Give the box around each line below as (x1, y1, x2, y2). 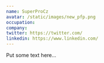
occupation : (6, 19, 35, 25)
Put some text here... (6, 52, 57, 58)
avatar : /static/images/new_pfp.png (6, 14, 96, 20)
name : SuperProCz (6, 8, 49, 15)
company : (6, 24, 28, 31)
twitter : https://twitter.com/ (6, 30, 83, 36)
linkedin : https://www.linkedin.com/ (6, 36, 99, 41)
